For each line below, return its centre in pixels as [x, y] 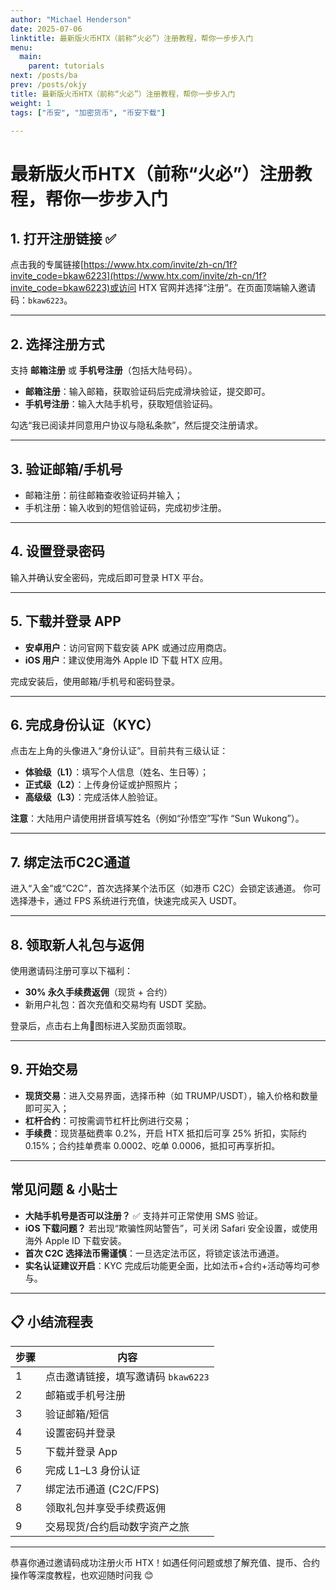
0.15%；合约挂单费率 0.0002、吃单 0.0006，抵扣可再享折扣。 [152, 1145]
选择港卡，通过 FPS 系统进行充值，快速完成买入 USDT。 [126, 901]
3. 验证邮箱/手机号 [66, 469]
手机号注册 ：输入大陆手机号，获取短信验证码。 [121, 404]
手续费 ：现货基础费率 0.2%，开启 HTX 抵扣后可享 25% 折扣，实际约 [165, 1133]
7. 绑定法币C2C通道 [70, 862]
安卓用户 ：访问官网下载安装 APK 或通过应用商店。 [128, 647]
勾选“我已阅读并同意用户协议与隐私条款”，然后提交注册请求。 [137, 425]
